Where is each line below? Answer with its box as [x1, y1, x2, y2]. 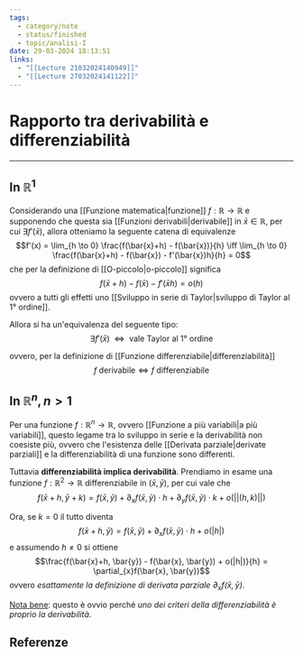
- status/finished [17, 30, 87, 39]
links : [9, 55, 34, 64]
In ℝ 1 [9, 177, 36, 195]
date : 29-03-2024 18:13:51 [9, 47, 111, 56]
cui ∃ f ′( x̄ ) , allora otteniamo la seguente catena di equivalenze [9, 226, 236, 236]
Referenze [9, 635, 69, 651]
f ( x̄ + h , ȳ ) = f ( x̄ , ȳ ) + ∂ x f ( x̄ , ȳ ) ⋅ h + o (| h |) [78, 525, 225, 539]
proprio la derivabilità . [9, 609, 92, 620]
